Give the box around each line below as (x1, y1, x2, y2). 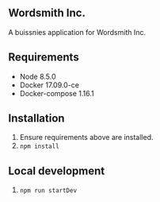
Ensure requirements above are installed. (19, 133, 154, 142)
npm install (19, 142, 59, 150)
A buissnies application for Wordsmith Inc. (8, 27, 147, 37)
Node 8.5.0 (19, 72, 57, 81)
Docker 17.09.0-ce (19, 80, 79, 90)
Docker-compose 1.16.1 (19, 88, 95, 98)
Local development (8, 164, 105, 177)
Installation (8, 111, 65, 126)
